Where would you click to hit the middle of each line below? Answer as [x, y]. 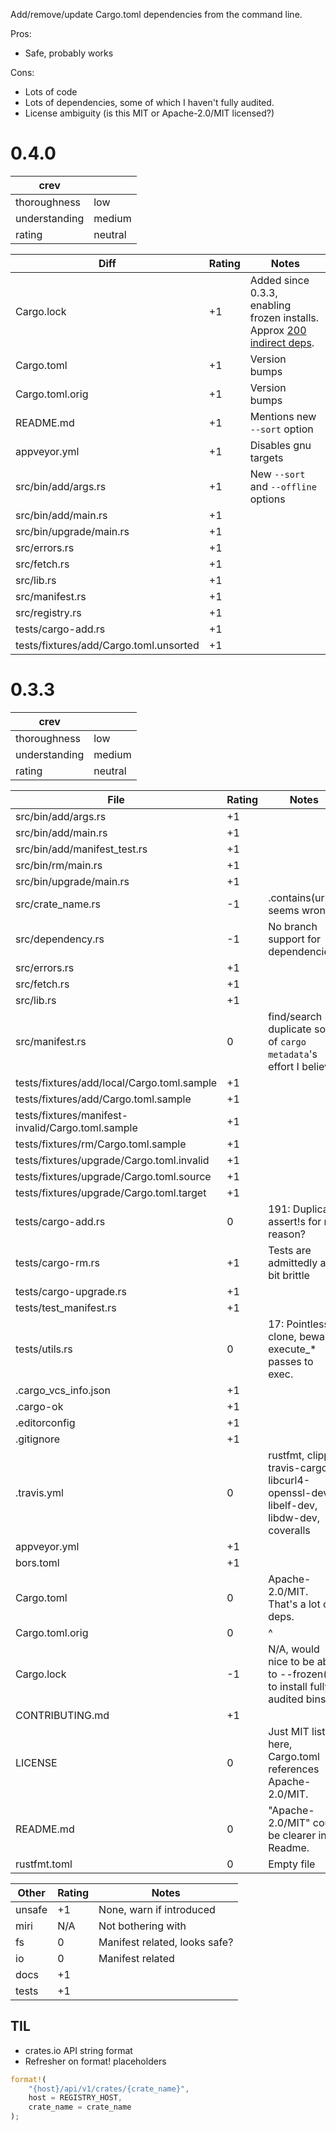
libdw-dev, [294, 1517]
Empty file [292, 1864]
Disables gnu [280, 445]
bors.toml [37, 1562]
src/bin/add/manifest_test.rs [81, 849]
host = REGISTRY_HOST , [75, 2098]
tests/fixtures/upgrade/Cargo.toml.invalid [112, 1160]
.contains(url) [300, 897]
